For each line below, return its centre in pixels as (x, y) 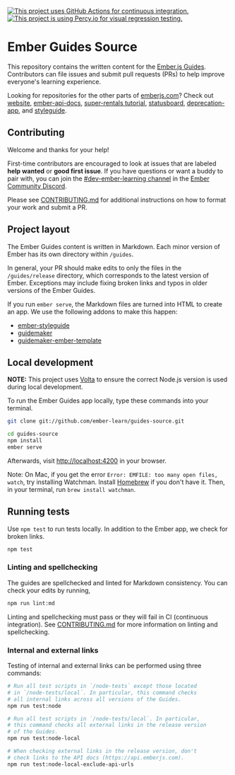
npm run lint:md (31, 603)
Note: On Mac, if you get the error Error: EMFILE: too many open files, (113, 474)
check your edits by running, (49, 590)
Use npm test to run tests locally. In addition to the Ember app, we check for (117, 529)
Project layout (39, 230)
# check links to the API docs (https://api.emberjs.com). (96, 757)
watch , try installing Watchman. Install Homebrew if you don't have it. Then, (116, 482)
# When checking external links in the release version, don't (102, 751)
